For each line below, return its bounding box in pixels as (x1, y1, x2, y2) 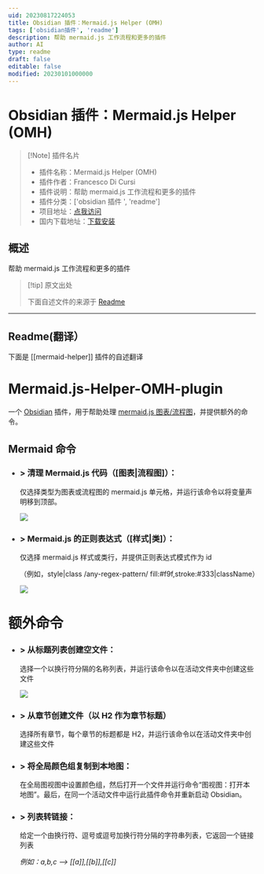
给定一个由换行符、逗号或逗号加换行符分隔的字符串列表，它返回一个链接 (19, 831, 254, 840)
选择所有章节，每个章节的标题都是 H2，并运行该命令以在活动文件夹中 (19, 729, 245, 739)
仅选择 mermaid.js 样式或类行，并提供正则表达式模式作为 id (19, 553, 212, 562)
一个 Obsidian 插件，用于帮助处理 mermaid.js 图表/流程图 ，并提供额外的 (8, 407, 241, 417)
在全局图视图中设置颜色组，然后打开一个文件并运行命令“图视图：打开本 (19, 780, 250, 790)
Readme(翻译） (8, 329, 85, 343)
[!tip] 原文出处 (27, 281, 73, 290)
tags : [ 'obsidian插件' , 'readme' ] (8, 26, 119, 34)
